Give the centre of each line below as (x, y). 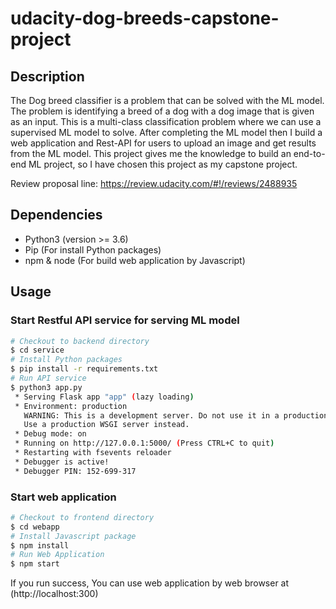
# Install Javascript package (73, 536)
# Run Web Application (57, 555)
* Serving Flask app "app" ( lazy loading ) (104, 397)
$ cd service (37, 350)
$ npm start (35, 564)
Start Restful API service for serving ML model (125, 320)
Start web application (63, 497)
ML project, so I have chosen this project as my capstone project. (163, 164)
